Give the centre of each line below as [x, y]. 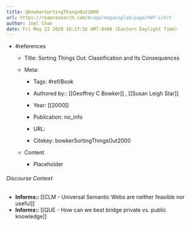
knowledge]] [31, 216]
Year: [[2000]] [51, 105]
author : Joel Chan [29, 23]
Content [34, 152]
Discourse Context [29, 178]
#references [30, 46]
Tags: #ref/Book [53, 82]
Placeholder [48, 164]
